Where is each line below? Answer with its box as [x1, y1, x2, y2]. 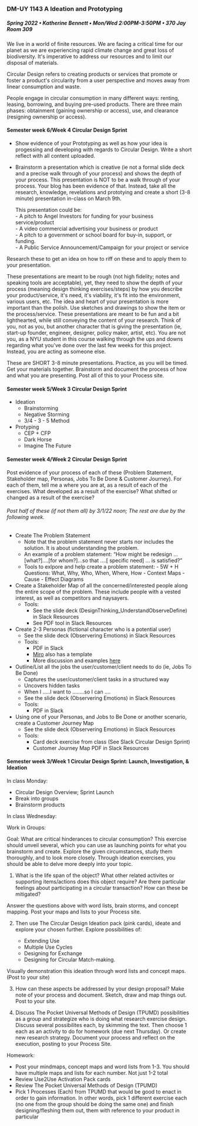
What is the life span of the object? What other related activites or [15, 872, 174, 879]
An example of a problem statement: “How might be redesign [24, 550, 172, 557]
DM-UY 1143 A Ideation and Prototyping [6, 5, 123, 13]
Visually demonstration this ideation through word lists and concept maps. [6, 967, 186, 974]
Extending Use [24, 937, 60, 944]
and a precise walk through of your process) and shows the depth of [15, 170, 182, 177]
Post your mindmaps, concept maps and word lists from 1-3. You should [15, 1063, 190, 1070]
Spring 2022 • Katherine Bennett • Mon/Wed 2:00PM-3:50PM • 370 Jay [6, 19, 186, 26]
